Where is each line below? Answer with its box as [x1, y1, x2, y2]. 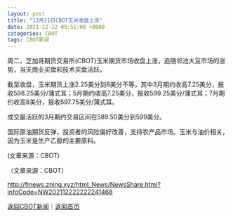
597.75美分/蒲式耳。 [60, 98, 119, 106]
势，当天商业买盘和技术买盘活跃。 [7, 65, 106, 74]
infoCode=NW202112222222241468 [7, 188, 114, 197]
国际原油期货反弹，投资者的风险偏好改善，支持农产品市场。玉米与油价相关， [7, 128, 229, 136]
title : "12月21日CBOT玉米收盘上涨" [7, 17, 103, 24]
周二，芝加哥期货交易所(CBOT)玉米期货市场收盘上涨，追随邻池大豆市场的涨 [7, 57, 226, 65]
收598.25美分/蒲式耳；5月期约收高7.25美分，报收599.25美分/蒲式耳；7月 [7, 89, 219, 98]
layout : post [7, 10, 46, 18]
